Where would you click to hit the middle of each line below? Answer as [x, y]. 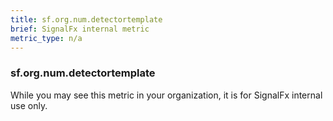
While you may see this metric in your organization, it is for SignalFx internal [166, 95]
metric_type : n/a [46, 38]
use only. [29, 105]
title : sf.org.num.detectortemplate [86, 19]
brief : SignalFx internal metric [80, 29]
